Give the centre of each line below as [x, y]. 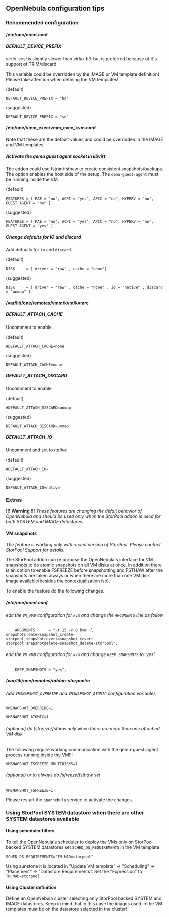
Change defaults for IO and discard [43, 237]
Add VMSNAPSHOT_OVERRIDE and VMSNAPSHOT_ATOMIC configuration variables [81, 693]
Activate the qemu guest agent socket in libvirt [56, 156]
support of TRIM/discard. [32, 64]
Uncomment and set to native [36, 450]
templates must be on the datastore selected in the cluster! [66, 909]
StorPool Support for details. [35, 550]
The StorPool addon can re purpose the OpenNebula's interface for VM [79, 560]
